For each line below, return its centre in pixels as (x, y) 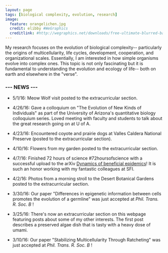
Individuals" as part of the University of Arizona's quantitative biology (84, 113)
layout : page (19, 10)
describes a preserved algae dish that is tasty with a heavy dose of (81, 225)
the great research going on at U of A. (51, 124)
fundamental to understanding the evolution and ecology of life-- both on (80, 69)
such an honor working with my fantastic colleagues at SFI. (73, 169)
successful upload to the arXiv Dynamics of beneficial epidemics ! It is (84, 164)
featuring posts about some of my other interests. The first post (78, 219)
